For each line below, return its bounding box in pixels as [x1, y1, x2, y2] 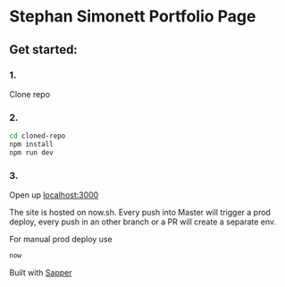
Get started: [9, 42, 78, 57]
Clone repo [9, 89, 51, 99]
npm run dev [9, 148, 54, 157]
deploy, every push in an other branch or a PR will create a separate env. [9, 216, 277, 227]
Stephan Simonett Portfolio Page [9, 6, 256, 27]
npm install [9, 140, 54, 149]
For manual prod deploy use [9, 234, 113, 245]
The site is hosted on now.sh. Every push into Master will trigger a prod [9, 207, 271, 218]
